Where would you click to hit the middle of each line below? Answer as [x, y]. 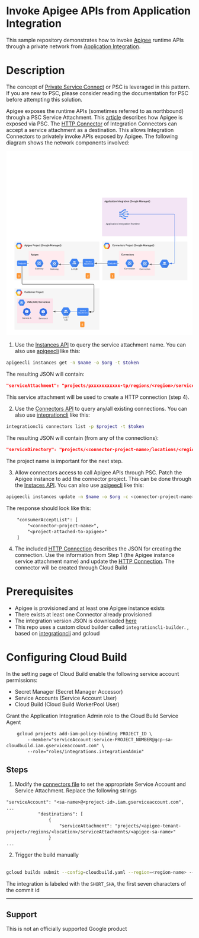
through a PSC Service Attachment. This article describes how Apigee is [94, 117]
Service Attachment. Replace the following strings [76, 790]
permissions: [22, 680]
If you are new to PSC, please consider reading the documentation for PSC [97, 93]
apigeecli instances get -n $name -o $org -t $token [73, 363]
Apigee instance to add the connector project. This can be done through [103, 479]
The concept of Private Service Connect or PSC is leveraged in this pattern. [98, 87]
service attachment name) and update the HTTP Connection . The [94, 561]
